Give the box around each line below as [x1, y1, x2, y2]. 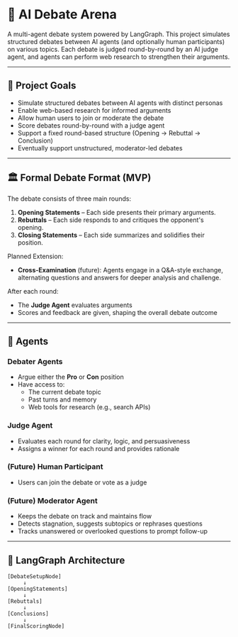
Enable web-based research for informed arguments [17, 106, 171, 114]
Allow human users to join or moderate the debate [17, 113, 164, 122]
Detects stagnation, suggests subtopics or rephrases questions [17, 519, 203, 528]
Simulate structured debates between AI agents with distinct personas [17, 99, 223, 107]
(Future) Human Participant [7, 462, 104, 472]
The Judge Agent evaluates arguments [17, 301, 132, 309]
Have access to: [17, 380, 65, 389]
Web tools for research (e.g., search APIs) [28, 403, 151, 411]
